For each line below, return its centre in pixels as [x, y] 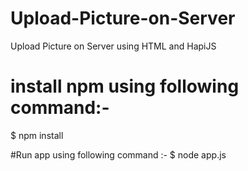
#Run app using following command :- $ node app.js [118, 154]
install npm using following [125, 86]
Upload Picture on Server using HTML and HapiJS [113, 46]
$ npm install [37, 135]
